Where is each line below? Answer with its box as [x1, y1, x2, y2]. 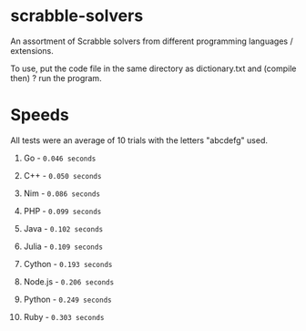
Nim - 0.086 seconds [23, 188, 101, 199]
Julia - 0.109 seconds [23, 241, 104, 252]
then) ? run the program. [10, 72, 103, 83]
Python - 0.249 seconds [23, 294, 112, 305]
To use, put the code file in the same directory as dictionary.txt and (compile [10, 63, 297, 74]
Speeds [10, 105, 69, 126]
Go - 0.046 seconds [23, 152, 97, 163]
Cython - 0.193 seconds [23, 258, 113, 269]
